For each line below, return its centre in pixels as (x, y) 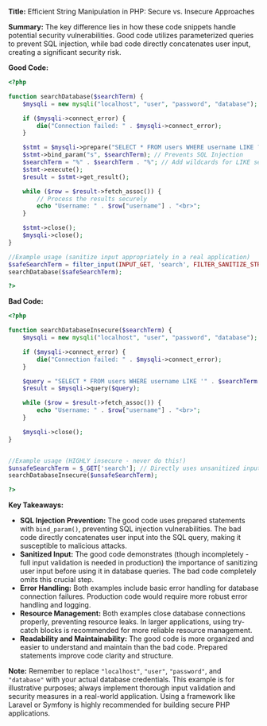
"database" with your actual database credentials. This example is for (122, 680)
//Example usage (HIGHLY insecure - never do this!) (97, 460)
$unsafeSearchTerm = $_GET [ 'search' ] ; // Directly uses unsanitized (124, 468)
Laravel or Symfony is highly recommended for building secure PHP (119, 705)
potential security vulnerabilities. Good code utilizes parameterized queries (131, 35)
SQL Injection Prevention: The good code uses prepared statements (132, 521)
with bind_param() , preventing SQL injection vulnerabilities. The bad (130, 529)
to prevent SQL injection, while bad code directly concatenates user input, (130, 44)
